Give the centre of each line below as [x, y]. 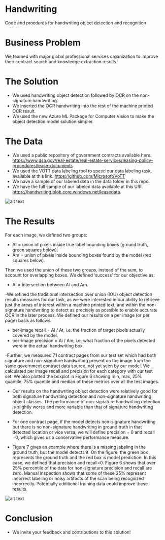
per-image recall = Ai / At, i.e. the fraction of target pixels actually [79, 330]
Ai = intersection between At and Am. [50, 284]
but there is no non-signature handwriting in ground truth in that [77, 427]
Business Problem [43, 43]
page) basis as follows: [29, 320]
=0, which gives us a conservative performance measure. [71, 437]
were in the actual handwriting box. [48, 346]
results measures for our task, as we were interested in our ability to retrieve [82, 299]
